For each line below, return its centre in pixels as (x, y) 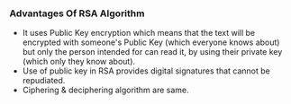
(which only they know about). (79, 62)
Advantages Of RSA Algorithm (77, 13)
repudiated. (44, 81)
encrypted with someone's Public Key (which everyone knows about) (151, 42)
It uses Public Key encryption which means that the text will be (139, 33)
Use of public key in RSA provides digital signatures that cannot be (146, 71)
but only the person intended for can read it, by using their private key (152, 52)
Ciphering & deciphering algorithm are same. (105, 90)
